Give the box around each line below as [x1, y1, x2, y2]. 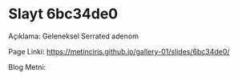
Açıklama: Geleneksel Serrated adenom [8, 31, 139, 41]
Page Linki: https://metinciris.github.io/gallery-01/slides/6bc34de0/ [8, 46, 230, 56]
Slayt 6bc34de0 [8, 5, 119, 23]
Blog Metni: [8, 62, 46, 72]
